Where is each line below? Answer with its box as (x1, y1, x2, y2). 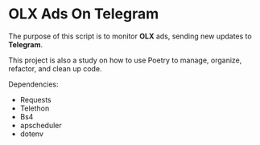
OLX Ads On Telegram (8, 5, 159, 23)
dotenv (19, 129, 44, 139)
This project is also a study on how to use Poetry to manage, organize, (8, 55, 242, 65)
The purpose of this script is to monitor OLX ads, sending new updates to (8, 31, 252, 41)
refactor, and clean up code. (8, 63, 102, 73)
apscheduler (19, 120, 62, 130)
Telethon (19, 103, 50, 113)
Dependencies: (8, 79, 59, 89)
